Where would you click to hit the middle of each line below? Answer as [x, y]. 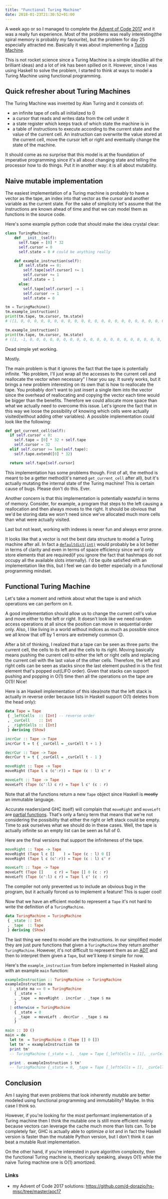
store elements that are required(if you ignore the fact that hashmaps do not [83, 555]
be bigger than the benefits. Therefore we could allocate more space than [81, 400]
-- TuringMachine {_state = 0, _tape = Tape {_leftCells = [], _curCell [87, 1067]
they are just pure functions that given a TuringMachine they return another [82, 945]
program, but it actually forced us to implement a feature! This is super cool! [83, 892]
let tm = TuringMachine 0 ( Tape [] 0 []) [54, 1040]
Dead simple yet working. [31, 349]
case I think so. [21, 1106]
